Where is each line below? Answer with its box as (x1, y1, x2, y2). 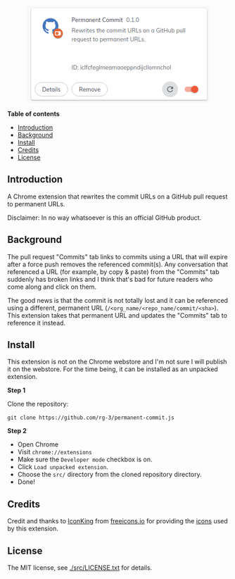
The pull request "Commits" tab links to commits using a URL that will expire (7, 252, 228, 261)
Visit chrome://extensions (17, 448, 93, 456)
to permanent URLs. (7, 199, 65, 208)
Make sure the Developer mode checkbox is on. (17, 455, 153, 463)
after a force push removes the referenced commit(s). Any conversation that (7, 260, 229, 268)
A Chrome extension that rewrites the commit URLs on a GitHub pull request (7, 192, 228, 201)
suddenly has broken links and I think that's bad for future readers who (7, 275, 213, 283)
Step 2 (7, 427, 27, 435)
